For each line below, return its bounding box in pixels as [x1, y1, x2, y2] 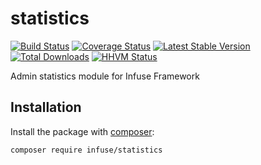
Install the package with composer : [10, 125, 155, 137]
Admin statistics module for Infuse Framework [10, 70, 200, 82]
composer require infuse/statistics [10, 145, 163, 155]
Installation [10, 99, 82, 116]
